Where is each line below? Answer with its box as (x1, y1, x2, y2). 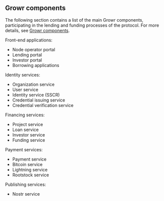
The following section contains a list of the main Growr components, (5, 17, 144, 23)
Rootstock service (12, 172, 49, 178)
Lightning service (12, 167, 48, 172)
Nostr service (12, 191, 40, 197)
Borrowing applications (12, 62, 60, 68)
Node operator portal (12, 46, 56, 52)
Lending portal (12, 52, 42, 58)
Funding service (12, 137, 45, 143)
